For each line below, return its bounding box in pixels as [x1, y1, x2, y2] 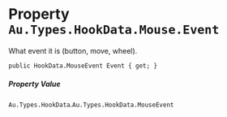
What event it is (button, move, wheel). [8, 45, 138, 55]
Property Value [8, 79, 61, 89]
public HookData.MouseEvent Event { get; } [8, 62, 158, 70]
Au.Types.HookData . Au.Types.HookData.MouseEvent [8, 99, 174, 109]
